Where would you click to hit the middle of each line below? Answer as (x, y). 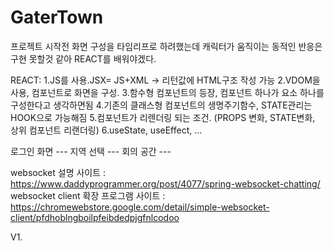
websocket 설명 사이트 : (58, 172)
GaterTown (57, 17)
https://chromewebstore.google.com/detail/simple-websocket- (140, 207)
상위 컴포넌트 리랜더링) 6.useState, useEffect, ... (106, 130)
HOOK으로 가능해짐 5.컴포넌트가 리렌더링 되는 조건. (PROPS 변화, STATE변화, (163, 117)
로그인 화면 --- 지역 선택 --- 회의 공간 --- (91, 151)
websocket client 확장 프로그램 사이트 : (88, 195)
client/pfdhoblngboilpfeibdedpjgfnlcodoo (95, 217)
